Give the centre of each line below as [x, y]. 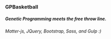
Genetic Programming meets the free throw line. [56, 19]
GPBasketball [22, 7]
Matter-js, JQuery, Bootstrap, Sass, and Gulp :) [53, 31]
